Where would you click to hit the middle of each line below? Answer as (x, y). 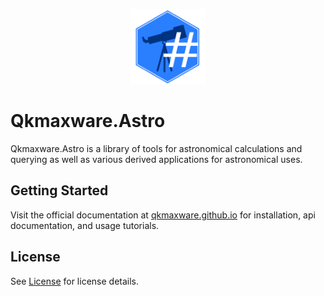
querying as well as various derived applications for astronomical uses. (156, 159)
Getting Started (59, 190)
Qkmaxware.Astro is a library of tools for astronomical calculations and (156, 148)
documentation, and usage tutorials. (85, 225)
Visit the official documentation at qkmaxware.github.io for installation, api (163, 215)
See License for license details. (75, 281)
